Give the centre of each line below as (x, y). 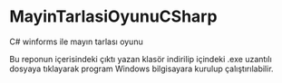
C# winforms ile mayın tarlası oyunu (76, 41)
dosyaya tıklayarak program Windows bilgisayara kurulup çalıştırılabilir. (141, 69)
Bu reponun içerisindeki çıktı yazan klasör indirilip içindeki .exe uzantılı (141, 59)
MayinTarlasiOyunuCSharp (113, 17)
